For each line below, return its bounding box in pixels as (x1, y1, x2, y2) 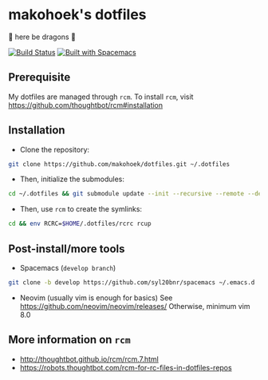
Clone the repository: (19, 144, 90, 154)
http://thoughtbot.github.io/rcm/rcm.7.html (19, 354, 160, 364)
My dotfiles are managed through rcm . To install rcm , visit (8, 92, 194, 101)
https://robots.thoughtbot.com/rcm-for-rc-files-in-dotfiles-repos (19, 362, 233, 372)
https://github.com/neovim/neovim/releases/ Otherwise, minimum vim (19, 301, 250, 311)
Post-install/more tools (8, 242, 125, 255)
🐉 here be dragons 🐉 (8, 32, 76, 42)
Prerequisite (8, 70, 71, 85)
